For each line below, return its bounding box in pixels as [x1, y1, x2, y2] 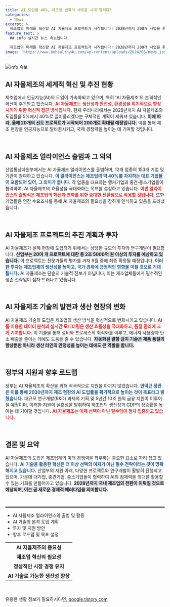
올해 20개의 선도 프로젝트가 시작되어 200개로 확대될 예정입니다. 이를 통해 [12, 120, 156, 126]
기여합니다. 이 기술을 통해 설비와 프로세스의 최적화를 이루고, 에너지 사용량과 [10, 329, 159, 335]
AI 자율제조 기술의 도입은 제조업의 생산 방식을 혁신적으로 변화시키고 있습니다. [5, 317, 157, 323]
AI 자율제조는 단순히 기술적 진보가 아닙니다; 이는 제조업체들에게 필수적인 [20, 270, 162, 276]
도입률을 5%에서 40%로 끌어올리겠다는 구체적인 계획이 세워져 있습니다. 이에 [5, 113, 156, 119]
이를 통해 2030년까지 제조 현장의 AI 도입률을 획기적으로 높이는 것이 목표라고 [10, 389, 159, 395]
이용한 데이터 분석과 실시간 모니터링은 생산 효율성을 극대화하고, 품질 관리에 [10, 323, 156, 329]
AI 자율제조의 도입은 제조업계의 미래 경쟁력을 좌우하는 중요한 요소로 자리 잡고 [5, 455, 157, 461]
